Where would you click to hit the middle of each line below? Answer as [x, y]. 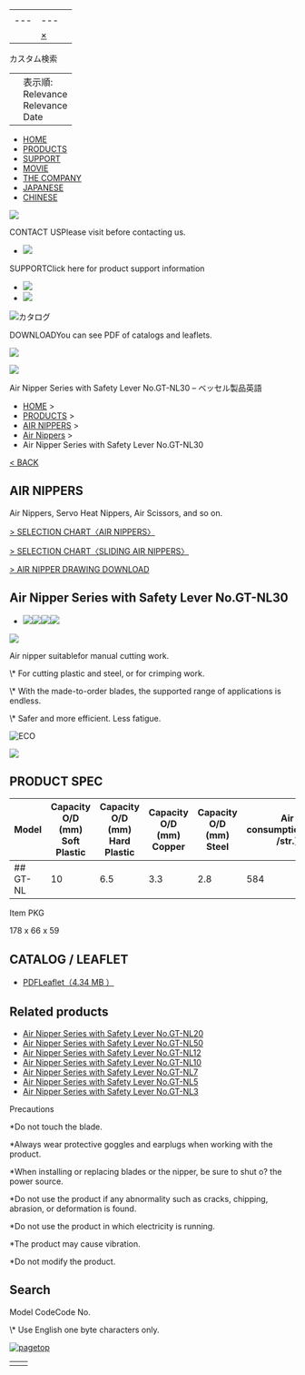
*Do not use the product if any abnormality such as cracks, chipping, [139, 1199]
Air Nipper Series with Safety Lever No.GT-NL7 [110, 1072]
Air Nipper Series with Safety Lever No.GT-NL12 [112, 1053]
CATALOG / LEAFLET [69, 959]
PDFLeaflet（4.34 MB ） [69, 983]
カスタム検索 [33, 59]
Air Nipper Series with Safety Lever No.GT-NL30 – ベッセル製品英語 [136, 388]
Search [30, 1290]
